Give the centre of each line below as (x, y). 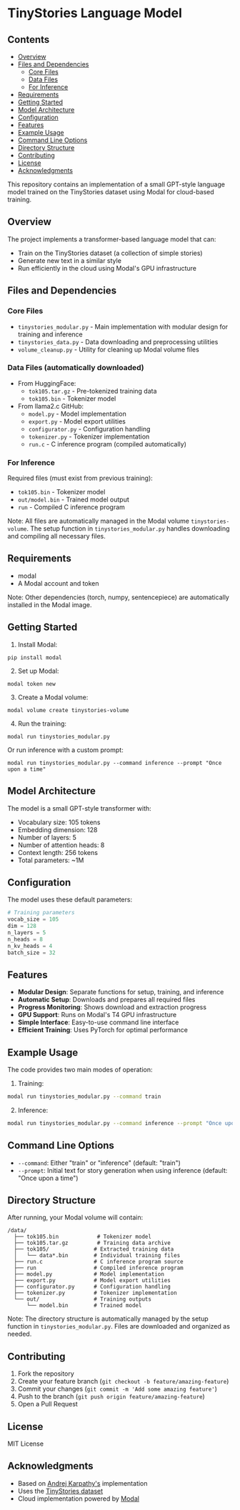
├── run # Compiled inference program (99, 1268)
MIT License (26, 1444)
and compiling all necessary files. (56, 536)
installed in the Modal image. (50, 604)
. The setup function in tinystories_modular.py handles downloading (128, 529)
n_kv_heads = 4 (30, 946)
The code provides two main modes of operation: (80, 1070)
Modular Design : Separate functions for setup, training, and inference (121, 992)
